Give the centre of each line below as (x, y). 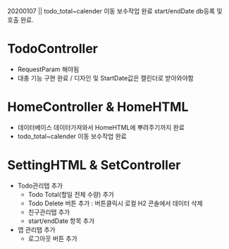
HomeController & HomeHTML (98, 107)
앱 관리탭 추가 (36, 229)
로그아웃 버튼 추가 (52, 238)
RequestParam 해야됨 (48, 69)
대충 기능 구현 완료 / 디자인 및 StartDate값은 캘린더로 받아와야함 (105, 78)
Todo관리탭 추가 (40, 186)
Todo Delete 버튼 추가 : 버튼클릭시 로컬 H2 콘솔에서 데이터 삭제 (115, 203)
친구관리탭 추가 (49, 212)
